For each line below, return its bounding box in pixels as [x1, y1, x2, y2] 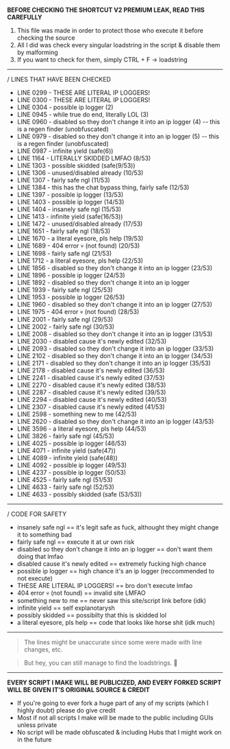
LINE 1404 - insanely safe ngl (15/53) [16, 205, 122, 213]
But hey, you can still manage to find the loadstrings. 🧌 [23, 658, 178, 667]
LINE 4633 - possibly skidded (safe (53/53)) [16, 490, 142, 498]
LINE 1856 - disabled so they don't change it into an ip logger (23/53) [16, 264, 213, 272]
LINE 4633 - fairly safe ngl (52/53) [16, 483, 115, 491]
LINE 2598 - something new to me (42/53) [16, 410, 137, 418]
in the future [16, 735, 52, 744]
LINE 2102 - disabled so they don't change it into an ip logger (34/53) [16, 352, 214, 359]
